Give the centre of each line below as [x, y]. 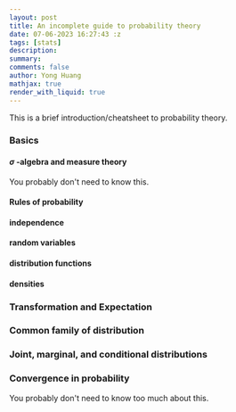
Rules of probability [46, 202]
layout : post [33, 17]
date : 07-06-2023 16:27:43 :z [65, 34]
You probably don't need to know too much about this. [109, 398]
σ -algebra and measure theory [68, 162]
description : [33, 51]
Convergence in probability [69, 378]
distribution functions [50, 263]
